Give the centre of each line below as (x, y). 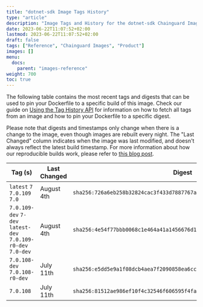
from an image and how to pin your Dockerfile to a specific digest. (89, 116)
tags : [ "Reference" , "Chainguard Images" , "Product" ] (76, 46)
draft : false (23, 40)
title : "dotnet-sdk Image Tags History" (58, 12)
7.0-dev (20, 252)
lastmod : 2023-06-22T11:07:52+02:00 (52, 35)
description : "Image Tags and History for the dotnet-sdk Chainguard (96, 23)
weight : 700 (21, 74)
